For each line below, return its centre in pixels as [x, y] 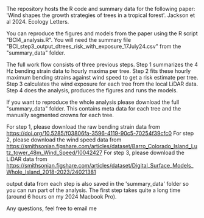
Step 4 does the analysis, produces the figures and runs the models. [92, 90]
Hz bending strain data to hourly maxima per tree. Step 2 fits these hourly [99, 71]
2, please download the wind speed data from [64, 140]
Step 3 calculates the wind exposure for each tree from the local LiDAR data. [102, 84]
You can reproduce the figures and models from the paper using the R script [102, 33]
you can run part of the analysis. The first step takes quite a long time [93, 190]
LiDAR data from [27, 159]
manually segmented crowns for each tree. [60, 115]
